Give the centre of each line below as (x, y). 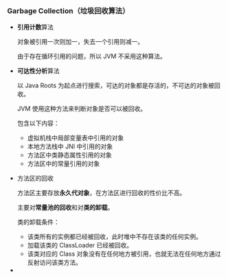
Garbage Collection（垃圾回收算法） (68, 10)
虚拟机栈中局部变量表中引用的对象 (76, 138)
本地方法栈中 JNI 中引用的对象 (70, 146)
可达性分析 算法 (38, 71)
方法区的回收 (35, 178)
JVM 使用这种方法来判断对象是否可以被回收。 (82, 109)
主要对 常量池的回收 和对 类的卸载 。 (65, 208)
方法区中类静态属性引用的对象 (69, 155)
